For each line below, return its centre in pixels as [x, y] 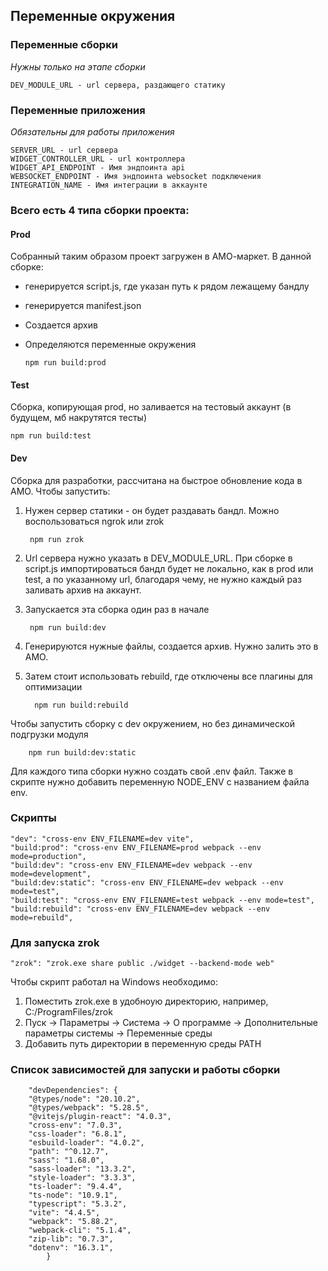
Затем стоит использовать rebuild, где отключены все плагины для [168, 676]
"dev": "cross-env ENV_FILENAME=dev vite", [102, 839]
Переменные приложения [78, 110]
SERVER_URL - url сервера [64, 150]
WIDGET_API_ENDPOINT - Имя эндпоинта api [98, 167]
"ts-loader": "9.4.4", [75, 1187]
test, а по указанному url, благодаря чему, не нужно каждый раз [163, 579]
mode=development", [51, 874]
